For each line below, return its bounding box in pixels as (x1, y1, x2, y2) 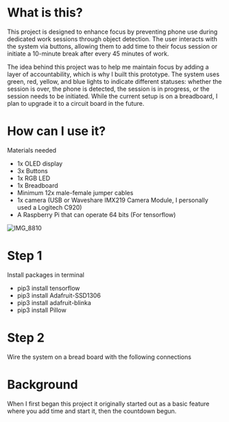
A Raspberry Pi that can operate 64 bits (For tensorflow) (16, 210, 176, 219)
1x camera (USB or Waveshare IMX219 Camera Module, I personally (16, 196, 209, 204)
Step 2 (7, 330, 45, 345)
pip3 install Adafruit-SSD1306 (16, 291, 101, 300)
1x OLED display (16, 159, 63, 168)
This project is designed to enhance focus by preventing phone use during (7, 27, 218, 36)
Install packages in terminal (7, 270, 84, 279)
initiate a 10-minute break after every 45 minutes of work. (7, 49, 169, 58)
